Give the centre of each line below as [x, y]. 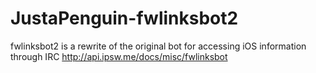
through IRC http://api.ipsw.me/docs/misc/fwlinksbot [119, 56]
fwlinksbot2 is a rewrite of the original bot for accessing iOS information [158, 46]
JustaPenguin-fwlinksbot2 [124, 18]
